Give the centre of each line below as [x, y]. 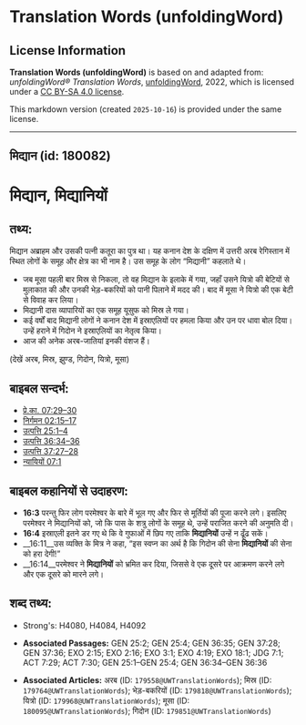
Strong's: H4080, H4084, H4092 [84, 625]
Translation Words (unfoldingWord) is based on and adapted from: [137, 72]
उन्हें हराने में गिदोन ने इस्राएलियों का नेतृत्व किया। [92, 331]
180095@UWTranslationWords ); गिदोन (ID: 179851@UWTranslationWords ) [147, 710]
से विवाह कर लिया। [51, 300]
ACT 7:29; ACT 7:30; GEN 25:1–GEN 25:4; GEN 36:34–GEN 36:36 [145, 662]
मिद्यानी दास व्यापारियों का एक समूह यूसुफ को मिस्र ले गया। [106, 311]
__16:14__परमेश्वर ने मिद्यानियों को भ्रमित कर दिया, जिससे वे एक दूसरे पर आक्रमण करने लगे [153, 564]
